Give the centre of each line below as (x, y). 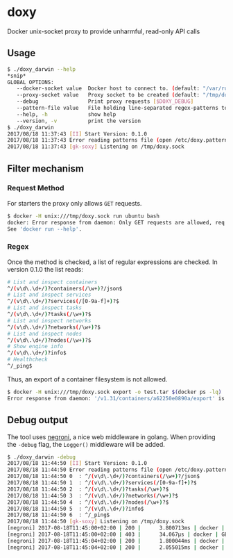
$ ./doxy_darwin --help (42, 69)
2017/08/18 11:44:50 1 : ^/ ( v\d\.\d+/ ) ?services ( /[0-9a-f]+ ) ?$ (102, 483)
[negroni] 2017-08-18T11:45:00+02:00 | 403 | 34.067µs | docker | (113, 535)
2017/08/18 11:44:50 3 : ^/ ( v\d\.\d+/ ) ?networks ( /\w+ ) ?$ (93, 495)
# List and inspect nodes (44, 334)
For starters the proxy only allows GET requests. (75, 203)
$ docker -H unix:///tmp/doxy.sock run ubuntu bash (83, 216)
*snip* (17, 76)
